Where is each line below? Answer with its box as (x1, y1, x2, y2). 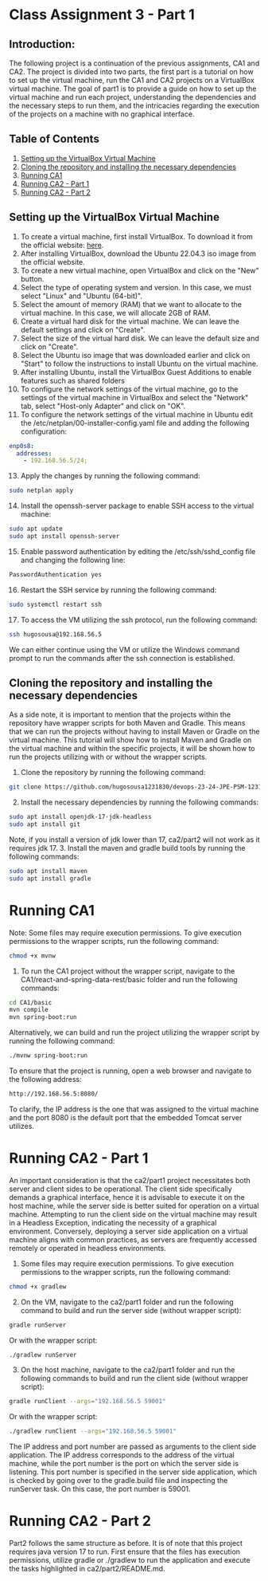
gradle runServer (9, 1321, 67, 1329)
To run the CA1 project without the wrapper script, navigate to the (20, 966, 235, 976)
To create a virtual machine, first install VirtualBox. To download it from (20, 231, 253, 241)
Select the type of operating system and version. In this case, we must (20, 282, 252, 292)
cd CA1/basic (9, 998, 52, 1006)
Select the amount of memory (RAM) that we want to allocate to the (20, 299, 242, 309)
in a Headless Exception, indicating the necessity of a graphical (9, 1217, 217, 1227)
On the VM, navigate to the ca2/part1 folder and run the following (20, 1297, 234, 1307)
